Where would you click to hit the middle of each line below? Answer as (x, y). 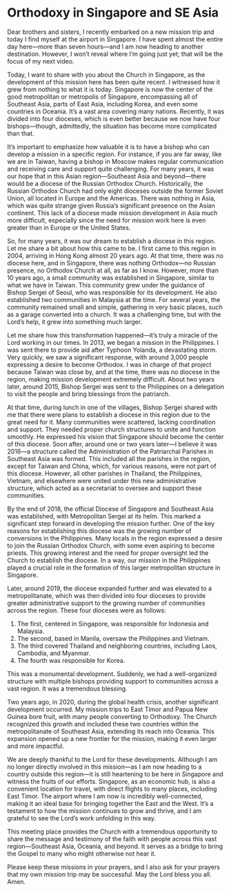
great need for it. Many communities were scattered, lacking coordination (111, 422)
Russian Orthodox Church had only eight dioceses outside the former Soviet (115, 191)
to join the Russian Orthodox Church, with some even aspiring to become (111, 545)
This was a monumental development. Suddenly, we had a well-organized (112, 674)
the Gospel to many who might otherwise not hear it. (82, 853)
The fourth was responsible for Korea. (71, 660)
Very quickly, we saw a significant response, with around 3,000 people (108, 357)
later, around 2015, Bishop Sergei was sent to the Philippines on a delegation (116, 386)
